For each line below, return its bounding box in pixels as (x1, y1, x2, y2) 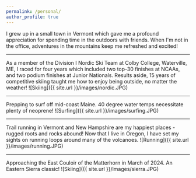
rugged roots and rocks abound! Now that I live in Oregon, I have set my (6, 130, 179, 137)
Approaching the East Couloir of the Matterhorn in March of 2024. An (6, 159, 173, 166)
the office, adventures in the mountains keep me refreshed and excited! (6, 42, 178, 50)
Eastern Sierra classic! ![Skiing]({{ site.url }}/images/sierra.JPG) (6, 165, 159, 172)
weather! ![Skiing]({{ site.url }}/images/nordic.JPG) (6, 84, 128, 91)
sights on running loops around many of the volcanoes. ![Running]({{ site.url (6, 136, 189, 143)
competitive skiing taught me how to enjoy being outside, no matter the (6, 78, 177, 85)
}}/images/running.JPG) (6, 142, 64, 149)
